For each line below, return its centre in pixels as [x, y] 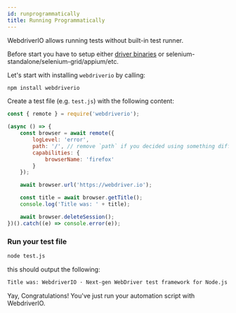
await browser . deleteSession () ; [67, 217]
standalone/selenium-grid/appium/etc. [63, 61]
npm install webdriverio [44, 88]
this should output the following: [54, 269]
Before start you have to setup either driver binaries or [86, 54]
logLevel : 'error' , [61, 140]
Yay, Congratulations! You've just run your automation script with [101, 295]
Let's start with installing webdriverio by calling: [77, 75]
